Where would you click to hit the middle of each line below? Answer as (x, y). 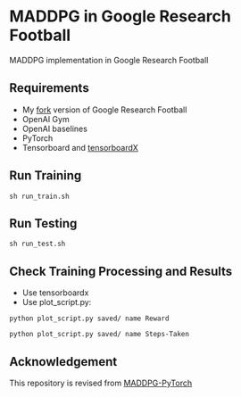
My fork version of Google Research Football (104, 110)
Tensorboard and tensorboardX (80, 147)
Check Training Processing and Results (121, 271)
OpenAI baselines (54, 128)
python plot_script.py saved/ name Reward (89, 318)
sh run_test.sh (37, 244)
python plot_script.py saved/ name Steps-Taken (100, 335)
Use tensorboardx (55, 293)
